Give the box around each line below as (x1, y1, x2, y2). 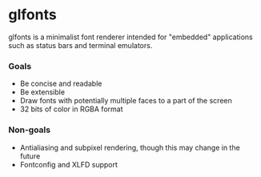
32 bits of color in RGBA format (19, 104, 123, 114)
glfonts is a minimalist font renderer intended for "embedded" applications (8, 32, 254, 42)
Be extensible (19, 87, 66, 97)
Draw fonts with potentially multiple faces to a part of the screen (19, 96, 232, 106)
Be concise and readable (19, 78, 102, 89)
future (19, 151, 41, 161)
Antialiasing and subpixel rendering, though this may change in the (19, 143, 240, 152)
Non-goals (8, 124, 50, 135)
